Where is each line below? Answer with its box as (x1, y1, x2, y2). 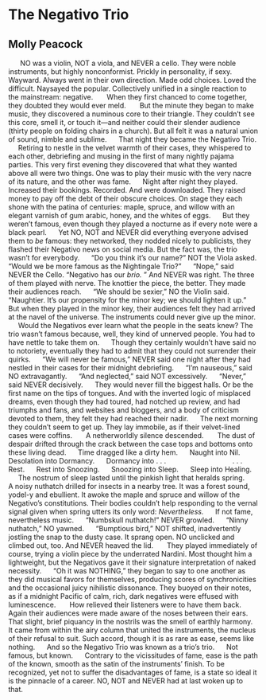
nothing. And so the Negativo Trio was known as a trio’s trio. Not (8, 643, 238, 651)
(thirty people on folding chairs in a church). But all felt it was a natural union (8, 126, 259, 135)
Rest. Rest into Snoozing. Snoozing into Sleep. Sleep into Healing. (8, 464, 253, 474)
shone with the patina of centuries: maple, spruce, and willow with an (8, 202, 236, 212)
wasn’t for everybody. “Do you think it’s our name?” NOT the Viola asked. (8, 253, 257, 262)
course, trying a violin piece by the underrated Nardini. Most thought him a (8, 549, 253, 558)
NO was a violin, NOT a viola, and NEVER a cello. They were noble (19, 58, 237, 68)
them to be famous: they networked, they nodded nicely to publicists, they (8, 237, 252, 245)
